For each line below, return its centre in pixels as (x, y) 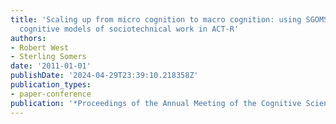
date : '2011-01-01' (51, 66)
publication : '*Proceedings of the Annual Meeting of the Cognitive (156, 103)
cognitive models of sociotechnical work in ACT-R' (129, 29)
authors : (28, 38)
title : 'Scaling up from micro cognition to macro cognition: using (156, 19)
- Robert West (40, 47)
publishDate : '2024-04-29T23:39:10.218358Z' (104, 76)
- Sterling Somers (48, 57)
